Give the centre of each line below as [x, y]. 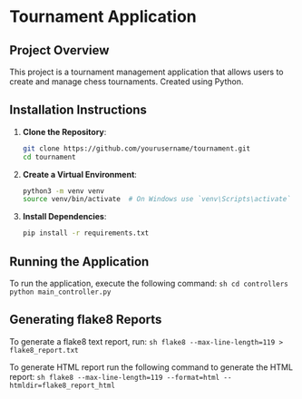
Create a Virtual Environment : [80, 174]
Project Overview [59, 50]
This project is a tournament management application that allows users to [146, 72]
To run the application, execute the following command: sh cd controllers [149, 283]
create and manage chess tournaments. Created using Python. [127, 82]
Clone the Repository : [64, 131]
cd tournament [49, 157]
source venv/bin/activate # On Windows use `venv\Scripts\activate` [157, 199]
